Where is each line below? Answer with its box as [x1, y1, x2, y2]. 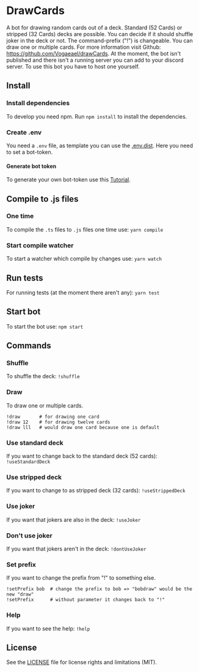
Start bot [6, 307, 41, 317]
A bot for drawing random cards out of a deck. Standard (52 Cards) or [6, 24, 183, 31]
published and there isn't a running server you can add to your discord [6, 56, 184, 64]
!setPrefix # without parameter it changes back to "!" [6, 597, 165, 603]
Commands [6, 340, 52, 351]
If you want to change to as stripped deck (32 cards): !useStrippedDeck [6, 487, 186, 494]
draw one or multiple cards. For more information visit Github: [6, 43, 161, 51]
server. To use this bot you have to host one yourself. [6, 62, 140, 70]
